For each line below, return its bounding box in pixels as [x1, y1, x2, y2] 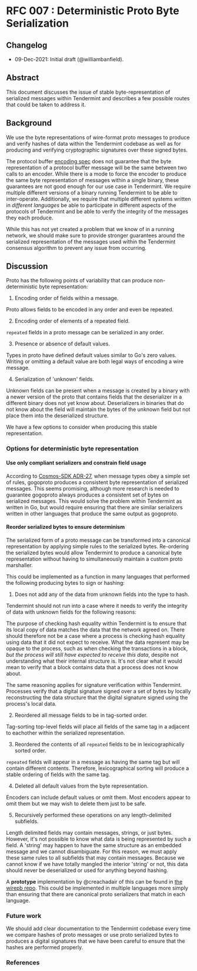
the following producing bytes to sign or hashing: [6, 579, 125, 586]
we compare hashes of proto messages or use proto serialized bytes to [6, 931, 179, 939]
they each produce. [6, 214, 54, 221]
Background [6, 118, 52, 128]
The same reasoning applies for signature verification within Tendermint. [6, 681, 182, 688]
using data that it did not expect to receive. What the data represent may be [6, 638, 189, 646]
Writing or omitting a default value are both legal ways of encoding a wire [6, 358, 184, 365]
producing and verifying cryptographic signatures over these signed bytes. [6, 146, 188, 153]
